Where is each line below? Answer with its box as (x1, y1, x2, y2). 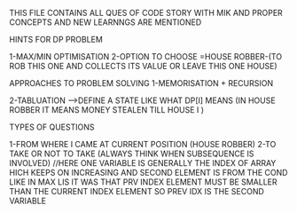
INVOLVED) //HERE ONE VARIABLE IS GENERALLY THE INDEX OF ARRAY (9, 158, 277, 168)
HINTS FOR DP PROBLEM (9, 35, 104, 44)
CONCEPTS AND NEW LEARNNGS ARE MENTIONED (9, 17, 202, 28)
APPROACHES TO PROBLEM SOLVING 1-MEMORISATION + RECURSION (9, 78, 273, 88)
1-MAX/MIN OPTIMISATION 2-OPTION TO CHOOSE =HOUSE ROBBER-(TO (9, 51, 282, 61)
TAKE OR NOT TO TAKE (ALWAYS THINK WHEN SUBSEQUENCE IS (9, 148, 254, 159)
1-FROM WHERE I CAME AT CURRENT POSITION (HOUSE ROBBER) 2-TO (9, 139, 277, 149)
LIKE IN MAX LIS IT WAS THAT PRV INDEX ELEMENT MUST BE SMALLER (9, 177, 277, 187)
